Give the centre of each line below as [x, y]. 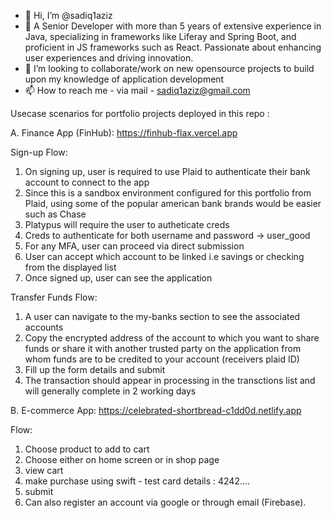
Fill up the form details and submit [95, 369]
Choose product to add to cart [87, 449]
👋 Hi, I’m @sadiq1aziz [68, 15]
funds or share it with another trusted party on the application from [163, 348]
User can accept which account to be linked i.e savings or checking [164, 256]
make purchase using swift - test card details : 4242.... [137, 481]
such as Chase [55, 214]
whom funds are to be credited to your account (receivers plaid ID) [162, 359]
